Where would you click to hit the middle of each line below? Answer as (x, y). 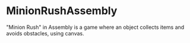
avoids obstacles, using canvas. (45, 33)
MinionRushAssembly (62, 11)
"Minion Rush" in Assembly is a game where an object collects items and (95, 27)
